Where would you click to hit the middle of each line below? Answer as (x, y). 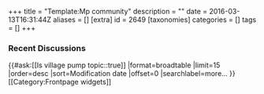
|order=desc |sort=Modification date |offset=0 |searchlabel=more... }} (122, 74)
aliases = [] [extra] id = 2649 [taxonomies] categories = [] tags (154, 20)
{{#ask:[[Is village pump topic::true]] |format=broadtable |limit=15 (114, 65)
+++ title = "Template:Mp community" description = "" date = (108, 11)
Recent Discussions (47, 48)
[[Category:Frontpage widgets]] (60, 82)
